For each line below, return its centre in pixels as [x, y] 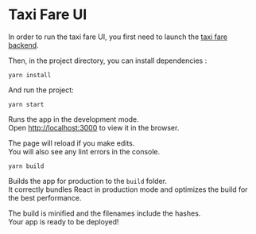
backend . [23, 45]
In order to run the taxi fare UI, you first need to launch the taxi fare [118, 37]
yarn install [30, 75]
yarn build [26, 166]
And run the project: [41, 90]
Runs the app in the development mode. [74, 119]
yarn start [26, 104]
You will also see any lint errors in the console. [84, 151]
